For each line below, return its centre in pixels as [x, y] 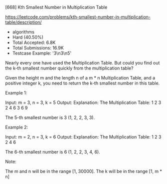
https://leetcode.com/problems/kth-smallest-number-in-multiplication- [78, 17]
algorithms [23, 32]
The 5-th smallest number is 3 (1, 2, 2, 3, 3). [50, 117]
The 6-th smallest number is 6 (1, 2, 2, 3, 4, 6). [53, 152]
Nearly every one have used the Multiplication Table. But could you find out [83, 63]
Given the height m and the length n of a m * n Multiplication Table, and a [80, 78]
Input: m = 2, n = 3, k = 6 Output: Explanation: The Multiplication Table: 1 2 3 [83, 137]
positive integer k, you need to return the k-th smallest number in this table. [83, 83]
